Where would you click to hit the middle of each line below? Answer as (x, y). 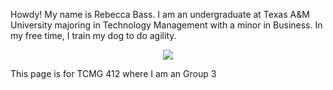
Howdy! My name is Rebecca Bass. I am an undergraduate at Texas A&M (160, 14)
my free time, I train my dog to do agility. (93, 35)
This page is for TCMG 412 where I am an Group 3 (113, 73)
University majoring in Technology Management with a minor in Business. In (166, 25)
